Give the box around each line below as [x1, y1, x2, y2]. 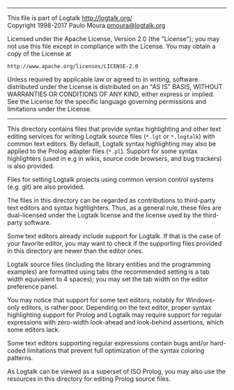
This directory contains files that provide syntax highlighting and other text [7, 125, 221, 133]
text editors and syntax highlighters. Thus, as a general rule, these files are [7, 203, 221, 212]
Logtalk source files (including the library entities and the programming [7, 260, 211, 268]
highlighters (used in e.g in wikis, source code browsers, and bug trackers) [7, 155, 222, 162]
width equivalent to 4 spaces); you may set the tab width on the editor [7, 275, 209, 283]
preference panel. [7, 283, 58, 290]
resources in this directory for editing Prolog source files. [7, 375, 171, 383]
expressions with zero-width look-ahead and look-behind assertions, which [7, 318, 224, 326]
